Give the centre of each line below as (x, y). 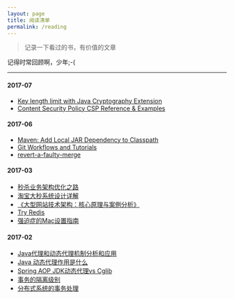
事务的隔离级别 (39, 279)
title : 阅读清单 (29, 20)
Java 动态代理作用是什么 (53, 262)
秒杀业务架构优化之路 (48, 187)
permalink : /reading (37, 27)
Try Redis (31, 212)
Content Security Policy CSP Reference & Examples (91, 108)
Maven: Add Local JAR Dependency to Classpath (88, 140)
